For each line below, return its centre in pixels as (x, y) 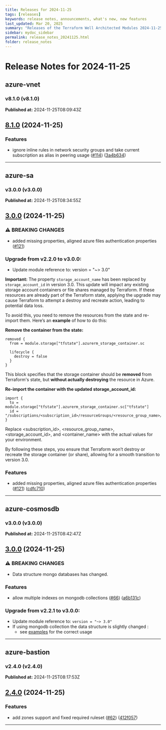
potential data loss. (24, 306)
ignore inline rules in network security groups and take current (76, 150)
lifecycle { (22, 352)
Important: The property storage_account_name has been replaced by (76, 279)
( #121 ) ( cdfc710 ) (29, 489)
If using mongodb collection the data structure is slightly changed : (81, 626)
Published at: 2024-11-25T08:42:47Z (43, 533)
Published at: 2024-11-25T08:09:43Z (43, 109)
